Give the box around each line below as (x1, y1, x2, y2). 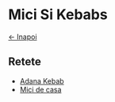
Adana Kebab (19, 76, 65, 85)
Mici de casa (19, 84, 62, 94)
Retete (8, 55, 42, 69)
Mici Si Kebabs (8, 6, 109, 24)
